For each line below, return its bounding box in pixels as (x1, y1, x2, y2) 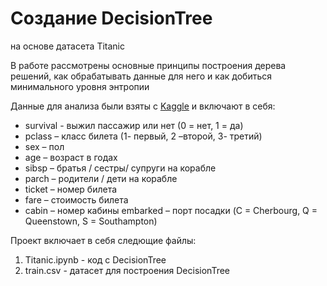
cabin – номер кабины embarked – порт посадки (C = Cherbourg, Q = (24, 204, 318, 216)
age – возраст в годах (24, 151, 118, 163)
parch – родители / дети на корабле (24, 172, 178, 184)
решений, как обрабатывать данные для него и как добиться (10, 70, 272, 82)
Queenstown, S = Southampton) (24, 215, 158, 227)
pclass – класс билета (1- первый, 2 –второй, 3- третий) (24, 130, 263, 142)
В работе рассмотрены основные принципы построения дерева (10, 59, 287, 71)
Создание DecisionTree (10, 7, 213, 30)
